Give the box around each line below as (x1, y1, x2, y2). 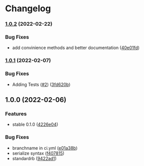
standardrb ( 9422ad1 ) (12, 155, 57, 161)
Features (5, 110, 27, 117)
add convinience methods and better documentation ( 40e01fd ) (12, 45, 140, 51)
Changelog (5, 3, 51, 14)
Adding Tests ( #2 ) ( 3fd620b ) (12, 82, 71, 87)
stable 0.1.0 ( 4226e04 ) (12, 121, 58, 128)
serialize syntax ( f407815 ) (12, 150, 65, 156)
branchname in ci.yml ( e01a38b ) (12, 145, 78, 151)
